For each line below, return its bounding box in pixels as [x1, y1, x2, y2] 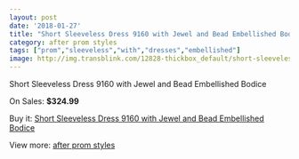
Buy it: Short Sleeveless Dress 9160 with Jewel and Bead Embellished [9, 113, 264, 123]
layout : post [9, 12, 58, 22]
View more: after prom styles [9, 139, 116, 150]
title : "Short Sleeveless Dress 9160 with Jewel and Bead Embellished [9, 29, 277, 38]
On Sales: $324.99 [9, 96, 80, 107]
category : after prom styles [9, 37, 117, 47]
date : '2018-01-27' [9, 21, 82, 30]
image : [9, 54, 34, 63]
